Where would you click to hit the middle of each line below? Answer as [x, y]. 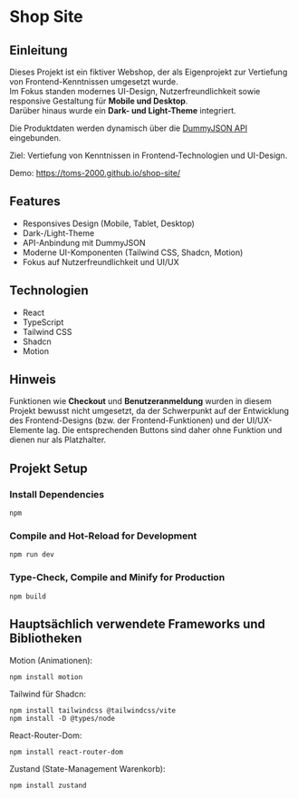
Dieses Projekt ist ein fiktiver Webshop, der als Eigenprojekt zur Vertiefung [149, 72]
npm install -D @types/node [62, 718]
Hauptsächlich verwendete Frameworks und [137, 624]
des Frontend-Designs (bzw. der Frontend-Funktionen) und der [127, 420]
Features [35, 202]
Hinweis [33, 380]
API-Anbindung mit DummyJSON [84, 242]
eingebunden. [35, 138]
